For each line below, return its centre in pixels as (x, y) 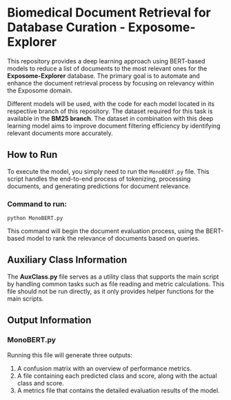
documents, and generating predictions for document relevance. (99, 186)
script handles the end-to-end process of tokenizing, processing (99, 179)
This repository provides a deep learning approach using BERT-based (106, 61)
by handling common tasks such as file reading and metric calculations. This (116, 283)
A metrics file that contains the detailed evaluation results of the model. (118, 390)
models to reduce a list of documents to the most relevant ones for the (107, 68)
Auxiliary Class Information (67, 260)
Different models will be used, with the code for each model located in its (111, 103)
